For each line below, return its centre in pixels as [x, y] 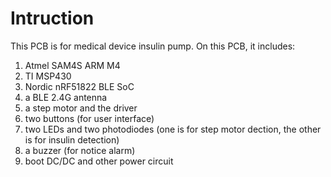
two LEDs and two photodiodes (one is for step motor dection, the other [173, 129]
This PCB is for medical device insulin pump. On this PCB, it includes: [153, 46]
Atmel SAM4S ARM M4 [72, 65]
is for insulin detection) [72, 139]
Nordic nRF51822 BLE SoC [79, 86]
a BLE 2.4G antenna [66, 97]
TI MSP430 [48, 76]
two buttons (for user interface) [89, 118]
